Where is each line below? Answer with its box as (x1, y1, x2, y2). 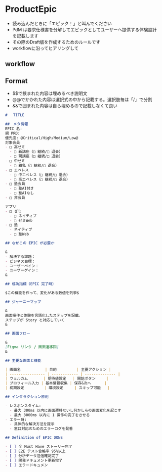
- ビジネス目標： (5, 259, 36, 264)
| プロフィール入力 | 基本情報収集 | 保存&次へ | (5, 381, 107, 386)
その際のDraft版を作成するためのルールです (12, 39, 101, 45)
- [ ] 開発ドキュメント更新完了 (5, 458, 63, 463)
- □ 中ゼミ (5, 158, 26, 164)
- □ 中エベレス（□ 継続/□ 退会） (9, 172, 70, 177)
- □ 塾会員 (5, 182, 26, 187)
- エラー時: (5, 417, 27, 422)
